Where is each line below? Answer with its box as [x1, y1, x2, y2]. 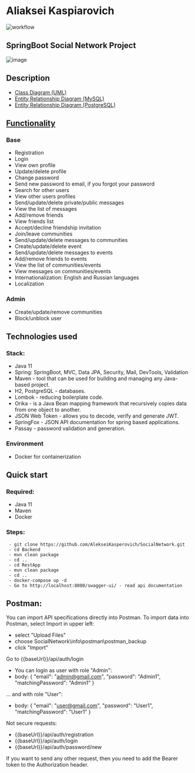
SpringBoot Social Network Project [6, 41, 136, 51]
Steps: [6, 528, 25, 536]
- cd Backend [8, 546, 41, 553]
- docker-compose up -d [8, 577, 67, 583]
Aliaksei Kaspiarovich [6, 4, 115, 18]
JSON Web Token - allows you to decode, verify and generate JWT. [14, 412, 179, 419]
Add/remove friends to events [14, 256, 87, 263]
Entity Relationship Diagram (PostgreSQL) [14, 101, 116, 108]
